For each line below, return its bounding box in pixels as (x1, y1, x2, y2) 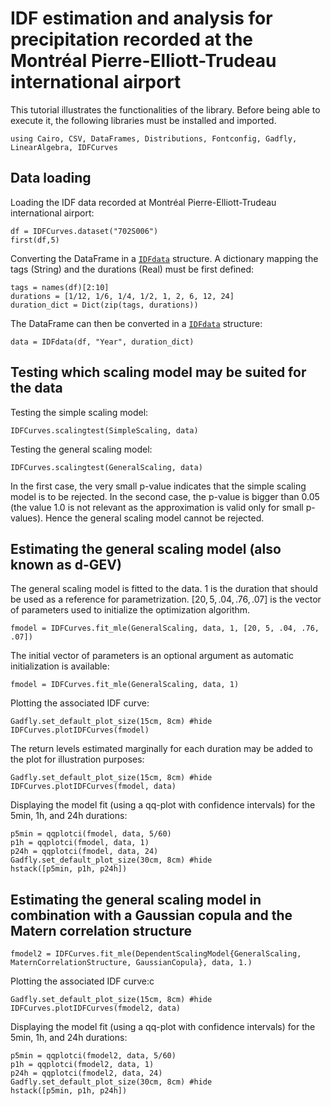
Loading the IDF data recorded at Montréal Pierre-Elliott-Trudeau (10, 196, 277, 208)
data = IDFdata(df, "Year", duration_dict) (10, 337, 195, 347)
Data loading (10, 170, 92, 187)
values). (10, 512, 44, 524)
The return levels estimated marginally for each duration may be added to (10, 743, 313, 755)
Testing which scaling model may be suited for (10, 364, 307, 381)
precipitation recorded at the (10, 28, 254, 51)
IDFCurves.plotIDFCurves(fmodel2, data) (10, 1003, 182, 1014)
